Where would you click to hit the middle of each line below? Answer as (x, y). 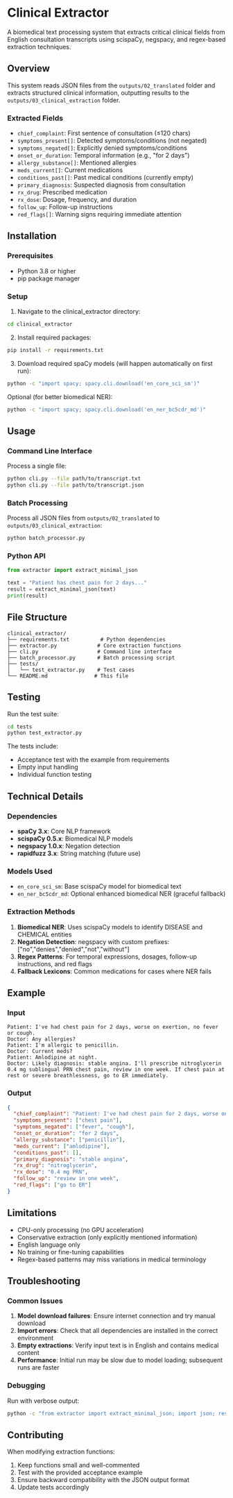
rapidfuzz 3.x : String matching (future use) (79, 853)
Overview (29, 68)
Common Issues (35, 1301)
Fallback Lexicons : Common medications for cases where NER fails (114, 971)
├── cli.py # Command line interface (89, 651)
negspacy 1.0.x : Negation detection (69, 846)
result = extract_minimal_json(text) (62, 589)
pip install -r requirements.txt (55, 350)
